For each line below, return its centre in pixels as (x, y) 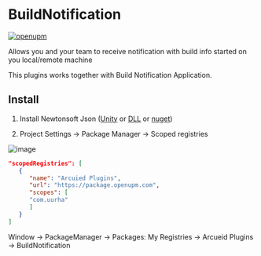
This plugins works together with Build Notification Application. (110, 75)
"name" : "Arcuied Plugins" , (75, 178)
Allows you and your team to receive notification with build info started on (128, 51)
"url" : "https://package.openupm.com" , (94, 185)
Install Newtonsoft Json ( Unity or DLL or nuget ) (96, 119)
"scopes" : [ (48, 193)
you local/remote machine (50, 60)
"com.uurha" (48, 200)
